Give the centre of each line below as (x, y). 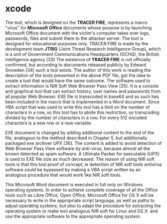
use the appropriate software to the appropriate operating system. (73, 216)
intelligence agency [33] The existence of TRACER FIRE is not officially (78, 59)
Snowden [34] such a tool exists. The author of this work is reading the (78, 70)
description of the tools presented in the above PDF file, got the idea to (78, 75)
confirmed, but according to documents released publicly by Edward (76, 65)
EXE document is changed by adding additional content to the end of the (80, 132)
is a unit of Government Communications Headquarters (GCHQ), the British (82, 54)
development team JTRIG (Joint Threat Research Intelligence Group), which (83, 49)
